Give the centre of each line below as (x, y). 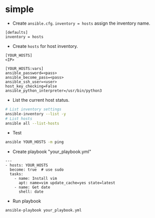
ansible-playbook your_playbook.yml (43, 210)
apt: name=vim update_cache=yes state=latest (67, 183)
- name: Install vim (36, 179)
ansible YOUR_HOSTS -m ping (35, 142)
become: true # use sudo (37, 170)
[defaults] (17, 32)
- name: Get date (32, 187)
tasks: (17, 174)
